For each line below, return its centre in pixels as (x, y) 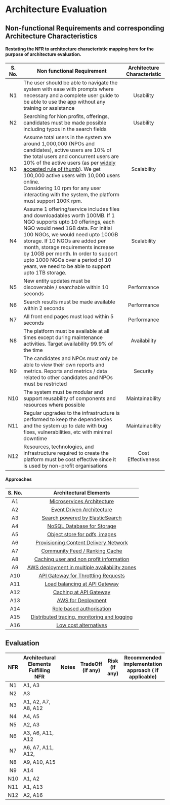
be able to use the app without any (65, 102)
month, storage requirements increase (69, 247)
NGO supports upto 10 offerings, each (69, 222)
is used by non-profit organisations (66, 466)
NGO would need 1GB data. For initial (68, 228)
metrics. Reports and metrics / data (65, 371)
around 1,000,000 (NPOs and (59, 143)
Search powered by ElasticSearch (82, 518)
